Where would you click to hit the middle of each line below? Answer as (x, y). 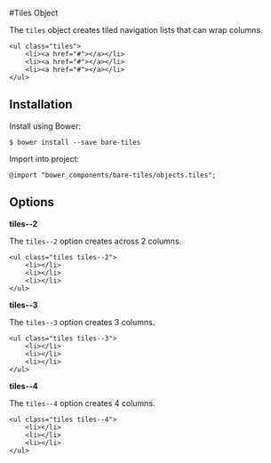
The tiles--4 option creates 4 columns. (82, 403)
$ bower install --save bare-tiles (75, 142)
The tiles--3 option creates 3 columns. (82, 322)
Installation (41, 104)
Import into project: (44, 158)
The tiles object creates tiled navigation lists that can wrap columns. (136, 30)
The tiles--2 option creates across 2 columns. (96, 241)
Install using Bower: (45, 126)
